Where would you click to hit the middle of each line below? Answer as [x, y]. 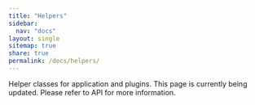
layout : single [34, 38]
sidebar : [23, 23]
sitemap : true [33, 46]
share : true [29, 53]
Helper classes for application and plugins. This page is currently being [128, 84]
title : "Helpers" [38, 16]
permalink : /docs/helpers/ [54, 61]
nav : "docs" [36, 31]
